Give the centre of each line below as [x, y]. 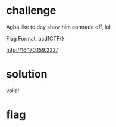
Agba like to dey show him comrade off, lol [59, 27]
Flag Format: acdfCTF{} [35, 38]
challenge [31, 10]
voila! [13, 91]
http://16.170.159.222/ [32, 50]
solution [27, 74]
